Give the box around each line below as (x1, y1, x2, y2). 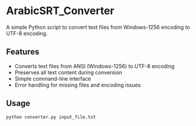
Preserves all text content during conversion (14, 69, 122, 76)
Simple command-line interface (14, 75, 91, 82)
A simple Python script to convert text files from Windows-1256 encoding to (6, 24, 190, 31)
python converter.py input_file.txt (6, 114, 96, 120)
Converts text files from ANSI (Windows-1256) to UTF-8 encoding (14, 62, 175, 69)
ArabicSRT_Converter (6, 4, 115, 18)
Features (6, 47, 39, 57)
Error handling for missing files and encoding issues (14, 81, 141, 88)
